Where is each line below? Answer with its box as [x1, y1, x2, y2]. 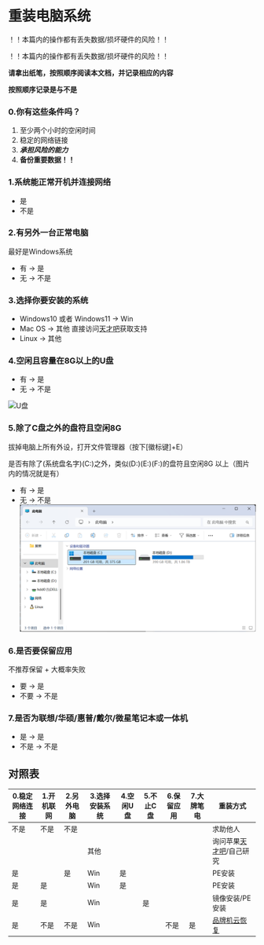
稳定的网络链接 [19, 135, 68, 145]
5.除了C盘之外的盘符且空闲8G [8, 423, 122, 434]
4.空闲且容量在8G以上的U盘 [8, 355, 114, 366]
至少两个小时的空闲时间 [19, 126, 96, 135]
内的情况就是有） [8, 468, 64, 478]
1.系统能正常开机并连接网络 [8, 177, 112, 188]
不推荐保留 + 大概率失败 [8, 665, 86, 674]
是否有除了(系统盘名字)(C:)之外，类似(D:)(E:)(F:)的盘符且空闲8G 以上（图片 [8, 459, 250, 468]
